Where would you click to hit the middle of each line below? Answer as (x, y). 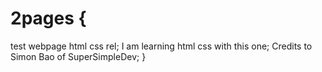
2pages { (48, 18)
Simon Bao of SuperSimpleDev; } (78, 56)
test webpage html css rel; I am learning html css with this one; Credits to (161, 46)
